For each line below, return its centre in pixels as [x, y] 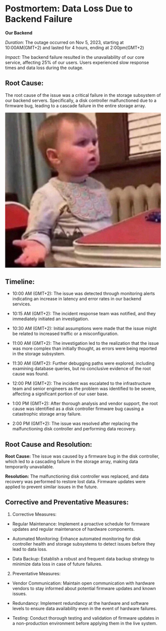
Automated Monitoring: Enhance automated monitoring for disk [76, 539]
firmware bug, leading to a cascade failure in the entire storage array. [76, 105]
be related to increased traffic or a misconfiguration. [65, 334]
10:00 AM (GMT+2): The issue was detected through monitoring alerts [83, 294]
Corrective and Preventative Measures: [67, 502]
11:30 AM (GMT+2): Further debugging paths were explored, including [83, 363]
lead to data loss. [30, 549]
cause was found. [30, 374]
